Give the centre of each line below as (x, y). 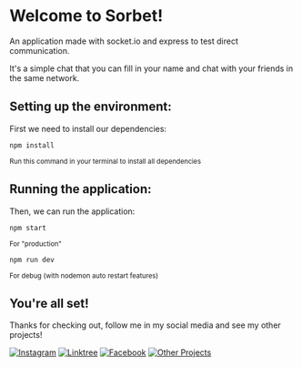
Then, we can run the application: (72, 211)
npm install (32, 145)
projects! (26, 335)
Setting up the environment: (91, 107)
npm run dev (32, 260)
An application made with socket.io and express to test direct (124, 41)
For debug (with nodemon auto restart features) (84, 275)
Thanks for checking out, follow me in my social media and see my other (146, 325)
